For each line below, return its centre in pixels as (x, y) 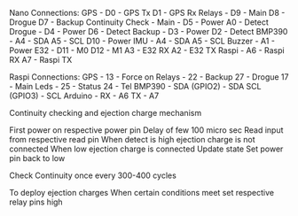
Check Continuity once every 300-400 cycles (93, 175)
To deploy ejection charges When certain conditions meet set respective (142, 193)
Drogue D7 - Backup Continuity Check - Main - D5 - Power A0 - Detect (139, 22)
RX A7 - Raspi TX (41, 60)
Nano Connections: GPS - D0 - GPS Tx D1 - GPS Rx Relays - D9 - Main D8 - (147, 13)
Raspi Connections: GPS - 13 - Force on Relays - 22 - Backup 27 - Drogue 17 (149, 77)
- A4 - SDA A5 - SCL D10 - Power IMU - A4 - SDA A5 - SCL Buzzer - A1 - (142, 41)
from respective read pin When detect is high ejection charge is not (132, 139)
